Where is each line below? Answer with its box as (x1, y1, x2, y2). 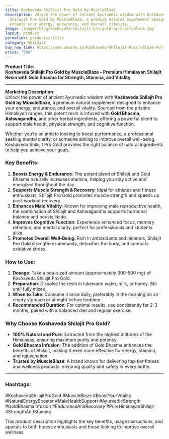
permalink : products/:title (5, 36, 64, 41)
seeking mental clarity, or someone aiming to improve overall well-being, (5, 136, 156, 142)
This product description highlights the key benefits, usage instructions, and (5, 418, 163, 424)
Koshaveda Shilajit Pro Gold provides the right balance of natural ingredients (5, 141, 163, 147)
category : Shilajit (5, 40, 46, 45)
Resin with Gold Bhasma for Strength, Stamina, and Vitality (5, 74, 131, 80)
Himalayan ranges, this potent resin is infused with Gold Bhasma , (5, 110, 141, 116)
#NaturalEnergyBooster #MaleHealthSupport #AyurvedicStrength (5, 398, 141, 404)
